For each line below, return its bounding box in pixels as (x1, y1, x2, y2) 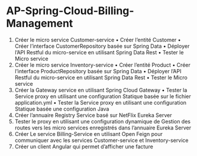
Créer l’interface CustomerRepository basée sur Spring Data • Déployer (14, 43, 190, 50)
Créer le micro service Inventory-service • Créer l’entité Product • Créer (14, 61, 190, 69)
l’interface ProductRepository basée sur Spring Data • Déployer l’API (14, 67, 182, 74)
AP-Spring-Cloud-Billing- (6, 4, 134, 18)
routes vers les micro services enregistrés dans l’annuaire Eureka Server (14, 124, 191, 131)
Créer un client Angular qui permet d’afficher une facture (14, 143, 154, 150)
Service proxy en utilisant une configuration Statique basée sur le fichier (14, 93, 191, 100)
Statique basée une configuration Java (14, 105, 109, 112)
